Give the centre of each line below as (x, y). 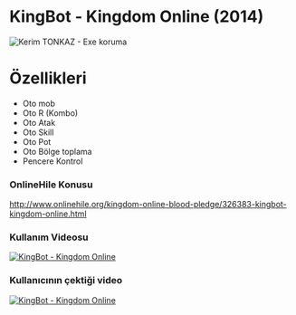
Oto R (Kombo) (50, 113)
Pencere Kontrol (53, 161)
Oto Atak (39, 122)
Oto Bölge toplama (57, 151)
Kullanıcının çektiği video (66, 281)
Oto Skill (38, 132)
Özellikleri (48, 78)
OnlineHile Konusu (51, 185)
